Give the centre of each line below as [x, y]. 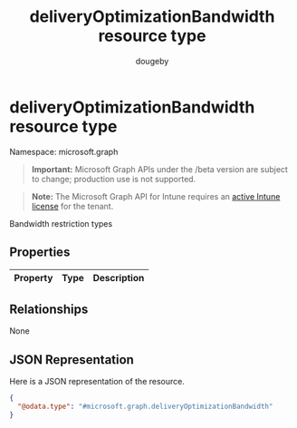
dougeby [152, 61]
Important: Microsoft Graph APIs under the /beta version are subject [159, 169]
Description [119, 277]
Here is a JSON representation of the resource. [97, 382]
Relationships [49, 309]
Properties [40, 253]
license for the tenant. [72, 206]
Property [34, 277]
